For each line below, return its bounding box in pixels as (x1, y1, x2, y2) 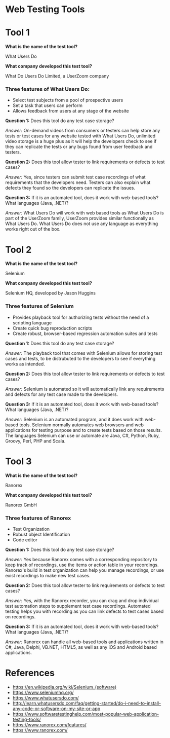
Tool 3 (5, 455, 32, 467)
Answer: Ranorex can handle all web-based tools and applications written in (5, 639, 163, 645)
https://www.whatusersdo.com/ (12, 694, 79, 700)
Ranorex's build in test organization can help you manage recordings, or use (5, 567, 164, 573)
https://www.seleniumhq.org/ (12, 689, 74, 695)
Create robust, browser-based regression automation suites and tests (12, 330, 158, 337)
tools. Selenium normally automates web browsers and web (19, 422, 144, 428)
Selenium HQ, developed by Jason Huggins (5, 290, 96, 296)
